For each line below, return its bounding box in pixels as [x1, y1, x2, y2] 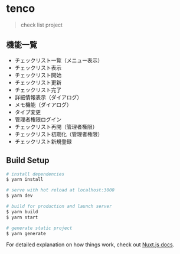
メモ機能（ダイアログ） [14, 101, 72, 108]
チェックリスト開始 [14, 71, 62, 79]
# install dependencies [6, 171, 65, 177]
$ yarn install [6, 177, 44, 183]
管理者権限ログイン [14, 116, 62, 123]
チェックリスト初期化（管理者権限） [14, 131, 103, 138]
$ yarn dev [6, 193, 33, 199]
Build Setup [6, 155, 50, 165]
